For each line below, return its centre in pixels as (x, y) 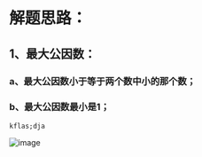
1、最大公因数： (53, 54)
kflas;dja (27, 126)
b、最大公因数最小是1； (59, 107)
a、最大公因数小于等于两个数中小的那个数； (103, 81)
